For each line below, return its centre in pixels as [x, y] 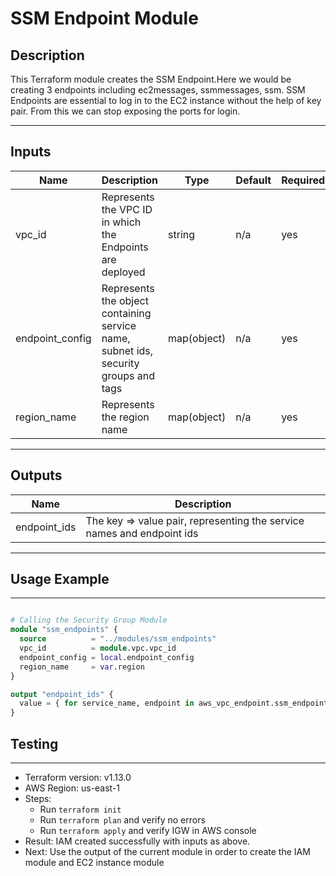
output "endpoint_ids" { [62, 694]
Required [303, 180]
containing [126, 313]
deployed [123, 272]
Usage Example [60, 579]
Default [253, 180]
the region [125, 417]
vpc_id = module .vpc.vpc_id [98, 648]
